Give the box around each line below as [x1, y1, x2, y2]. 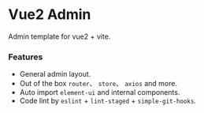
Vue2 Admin [8, 6, 91, 24]
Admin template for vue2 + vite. [8, 32, 111, 41]
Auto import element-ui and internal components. [19, 88, 180, 97]
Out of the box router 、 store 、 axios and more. [19, 79, 177, 89]
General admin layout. [19, 70, 91, 79]
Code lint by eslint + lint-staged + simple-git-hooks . [19, 96, 197, 106]
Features [8, 51, 43, 62]
